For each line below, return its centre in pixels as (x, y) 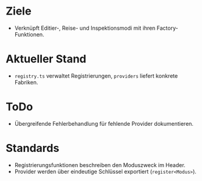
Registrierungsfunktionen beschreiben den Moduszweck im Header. (100, 165)
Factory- (167, 28)
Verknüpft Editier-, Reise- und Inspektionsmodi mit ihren (85, 28)
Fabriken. (26, 82)
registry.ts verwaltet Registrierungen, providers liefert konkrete (96, 76)
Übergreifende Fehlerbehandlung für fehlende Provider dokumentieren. (104, 123)
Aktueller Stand (46, 59)
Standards (33, 148)
